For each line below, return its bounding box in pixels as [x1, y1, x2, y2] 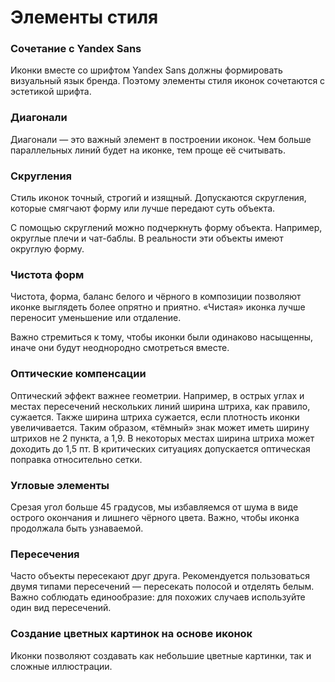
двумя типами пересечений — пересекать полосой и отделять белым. [10, 581, 315, 593]
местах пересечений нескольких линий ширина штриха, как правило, [10, 400, 311, 412]
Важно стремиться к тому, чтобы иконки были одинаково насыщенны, [10, 331, 314, 343]
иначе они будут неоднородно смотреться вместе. [10, 342, 230, 354]
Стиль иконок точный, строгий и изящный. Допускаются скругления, [10, 192, 307, 204]
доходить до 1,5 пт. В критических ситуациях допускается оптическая [10, 442, 311, 455]
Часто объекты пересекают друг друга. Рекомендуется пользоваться [10, 570, 310, 582]
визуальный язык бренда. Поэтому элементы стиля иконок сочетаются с [10, 75, 326, 87]
